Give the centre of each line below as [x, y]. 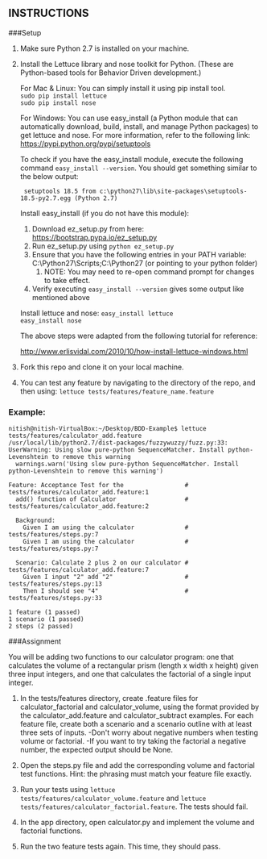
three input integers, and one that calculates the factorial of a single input [130, 674]
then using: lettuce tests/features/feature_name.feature [117, 391]
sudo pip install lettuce [63, 96]
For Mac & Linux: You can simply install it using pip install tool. [123, 88]
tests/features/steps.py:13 [55, 584]
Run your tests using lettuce [68, 790]
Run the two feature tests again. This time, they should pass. [120, 847]
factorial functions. [51, 831]
